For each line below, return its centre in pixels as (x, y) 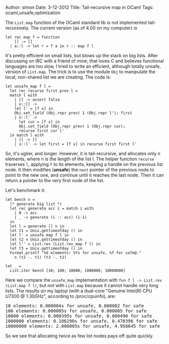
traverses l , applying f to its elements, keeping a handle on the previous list (84, 164)
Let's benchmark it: (25, 190)
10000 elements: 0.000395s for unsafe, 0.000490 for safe (79, 316)
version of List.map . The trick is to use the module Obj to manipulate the (80, 72)
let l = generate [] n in (37, 226)
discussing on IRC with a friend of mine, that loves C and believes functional (85, 61)
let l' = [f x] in (34, 109)
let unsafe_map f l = (28, 86)
